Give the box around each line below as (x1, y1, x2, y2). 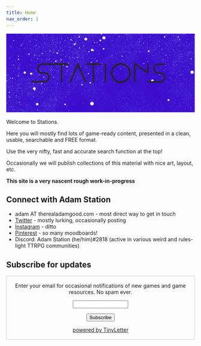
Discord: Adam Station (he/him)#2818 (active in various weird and (14, 236, 178, 243)
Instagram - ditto (14, 223, 57, 230)
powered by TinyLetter (72, 326, 129, 333)
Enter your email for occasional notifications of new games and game (14, 282, 187, 290)
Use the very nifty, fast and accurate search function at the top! (6, 147, 163, 155)
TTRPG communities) (26, 242, 80, 250)
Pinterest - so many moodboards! (14, 229, 98, 236)
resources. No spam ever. (68, 289, 133, 296)
